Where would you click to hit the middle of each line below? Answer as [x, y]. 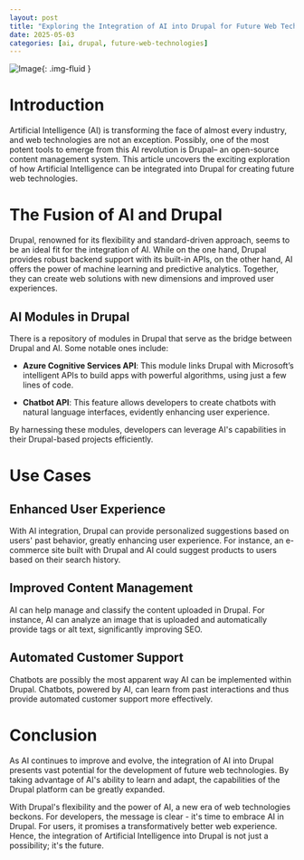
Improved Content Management [101, 588]
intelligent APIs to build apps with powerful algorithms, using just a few [154, 375]
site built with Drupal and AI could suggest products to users [164, 549]
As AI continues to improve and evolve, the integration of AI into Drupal [142, 760]
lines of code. [48, 385]
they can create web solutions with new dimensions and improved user [142, 279]
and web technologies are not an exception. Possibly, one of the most [139, 140]
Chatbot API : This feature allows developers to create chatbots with [149, 402]
